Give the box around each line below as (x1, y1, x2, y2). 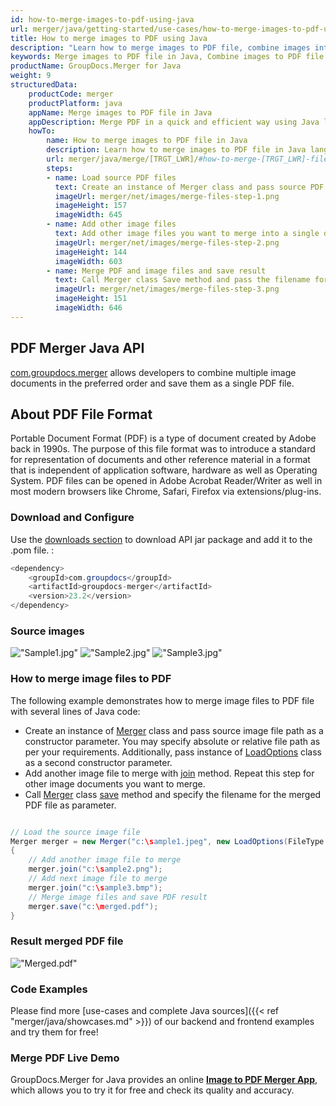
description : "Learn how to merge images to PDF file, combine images (10, 42, 311, 53)
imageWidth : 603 (54, 256, 123, 266)
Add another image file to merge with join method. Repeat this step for (24, 767, 315, 779)
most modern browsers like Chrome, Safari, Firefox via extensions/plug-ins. (10, 486, 322, 498)
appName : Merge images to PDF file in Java (28, 107, 213, 118)
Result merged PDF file (10, 934, 124, 948)
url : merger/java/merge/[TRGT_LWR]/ (46, 154, 199, 164)
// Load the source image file (10, 827, 141, 837)
